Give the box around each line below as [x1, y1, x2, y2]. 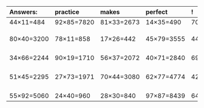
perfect [145, 8, 168, 16]
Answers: [9, 8, 38, 16]
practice [54, 8, 80, 16]
